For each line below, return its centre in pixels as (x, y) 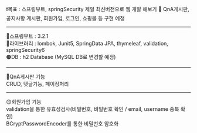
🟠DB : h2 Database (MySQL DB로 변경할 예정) (61, 57)
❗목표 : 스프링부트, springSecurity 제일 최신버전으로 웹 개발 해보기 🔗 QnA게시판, (98, 9)
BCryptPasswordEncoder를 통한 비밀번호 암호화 (62, 124)
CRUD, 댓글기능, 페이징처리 (38, 84)
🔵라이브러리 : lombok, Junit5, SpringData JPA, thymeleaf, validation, (87, 43)
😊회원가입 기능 (24, 102)
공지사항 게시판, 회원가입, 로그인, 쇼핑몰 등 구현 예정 (65, 18)
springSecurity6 (26, 50)
